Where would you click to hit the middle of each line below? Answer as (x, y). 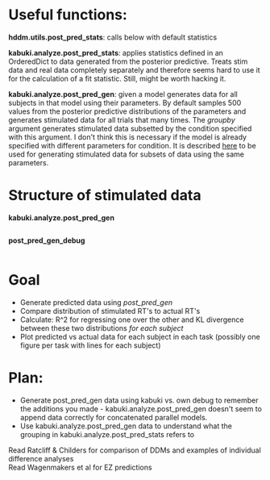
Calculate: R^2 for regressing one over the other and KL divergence (132, 319)
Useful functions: (68, 15)
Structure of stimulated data (105, 196)
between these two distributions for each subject (102, 328)
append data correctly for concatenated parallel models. (114, 417)
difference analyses (41, 458)
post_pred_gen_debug (47, 240)
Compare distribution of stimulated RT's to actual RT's (110, 311)
